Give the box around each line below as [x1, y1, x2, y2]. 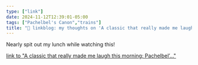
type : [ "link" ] [6, 8, 44, 15]
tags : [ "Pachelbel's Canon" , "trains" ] [6, 19, 101, 25]
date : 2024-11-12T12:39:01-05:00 [6, 14, 88, 20]
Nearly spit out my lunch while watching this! [6, 41, 115, 48]
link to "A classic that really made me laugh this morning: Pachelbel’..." [6, 52, 177, 59]
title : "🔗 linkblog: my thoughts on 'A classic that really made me [6, 25, 178, 31]
